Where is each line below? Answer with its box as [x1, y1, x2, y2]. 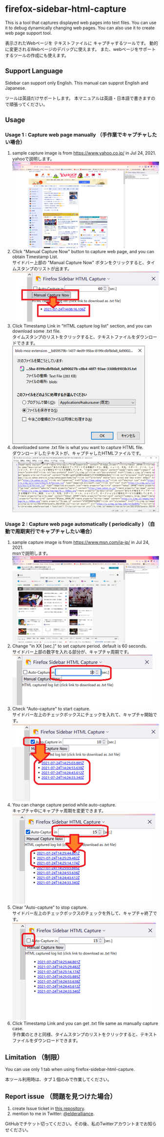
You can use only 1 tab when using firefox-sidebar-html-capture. [5, 1066, 135, 1072]
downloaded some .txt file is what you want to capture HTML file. [12, 445, 144, 450]
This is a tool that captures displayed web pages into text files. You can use [5, 20, 157, 25]
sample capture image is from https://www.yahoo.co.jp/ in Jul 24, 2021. [12, 150, 156, 156]
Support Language [5, 67, 63, 75]
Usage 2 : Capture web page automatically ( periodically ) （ [5, 521, 150, 527]
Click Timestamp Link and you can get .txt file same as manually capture [12, 1020, 159, 1026]
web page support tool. [5, 30, 52, 36]
